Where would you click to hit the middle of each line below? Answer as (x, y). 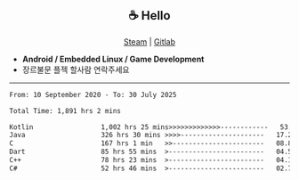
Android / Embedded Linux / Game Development (113, 59)
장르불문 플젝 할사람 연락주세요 (76, 70)
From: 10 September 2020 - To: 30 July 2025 (93, 94)
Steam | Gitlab (149, 41)
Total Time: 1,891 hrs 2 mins (65, 110)
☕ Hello (149, 16)
